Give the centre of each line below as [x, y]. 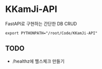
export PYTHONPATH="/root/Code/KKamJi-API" [52, 33]
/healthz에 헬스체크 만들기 [38, 61]
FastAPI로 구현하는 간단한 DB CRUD [41, 23]
